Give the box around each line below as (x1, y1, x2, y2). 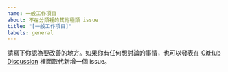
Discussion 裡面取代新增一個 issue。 (7, 58, 111, 66)
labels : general (7, 29, 54, 36)
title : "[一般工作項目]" (7, 23, 72, 29)
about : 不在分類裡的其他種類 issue (7, 16, 98, 23)
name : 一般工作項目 (7, 10, 57, 17)
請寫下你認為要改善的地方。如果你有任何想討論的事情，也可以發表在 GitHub (7, 49, 221, 57)
